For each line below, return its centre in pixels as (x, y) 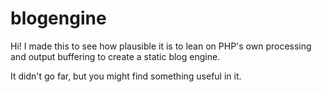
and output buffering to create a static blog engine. (115, 56)
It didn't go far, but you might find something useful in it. (126, 76)
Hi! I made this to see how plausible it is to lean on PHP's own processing (161, 46)
